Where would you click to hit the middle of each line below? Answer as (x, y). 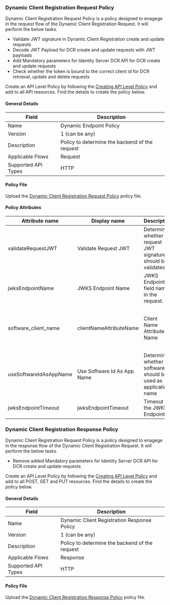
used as (153, 380)
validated (155, 267)
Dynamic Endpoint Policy (90, 126)
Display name (108, 221)
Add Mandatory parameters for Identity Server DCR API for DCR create (86, 61)
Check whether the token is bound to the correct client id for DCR (81, 71)
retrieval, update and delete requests (51, 77)
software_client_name (34, 328)
